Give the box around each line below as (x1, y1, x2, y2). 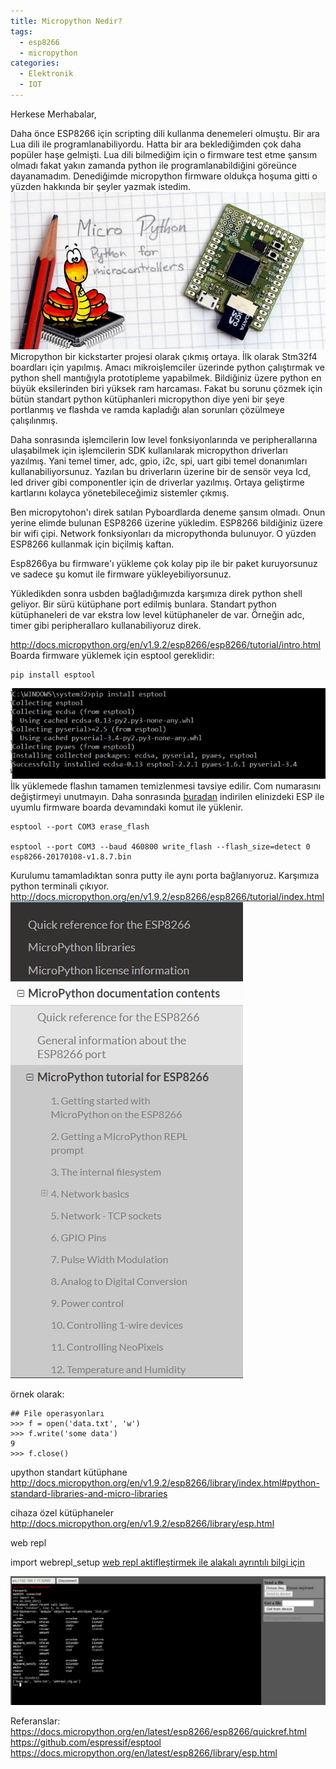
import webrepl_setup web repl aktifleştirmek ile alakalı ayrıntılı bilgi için (10, 1556, 306, 1569)
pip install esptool (10, 670, 97, 680)
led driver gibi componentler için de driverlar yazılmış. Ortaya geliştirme (10, 476, 305, 488)
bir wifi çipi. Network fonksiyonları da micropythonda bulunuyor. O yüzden (10, 527, 317, 539)
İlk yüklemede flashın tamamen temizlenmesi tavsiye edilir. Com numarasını (10, 780, 322, 792)
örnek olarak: (10, 1388, 65, 1400)
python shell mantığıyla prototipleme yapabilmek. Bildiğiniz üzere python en (10, 371, 322, 384)
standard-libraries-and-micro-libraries (10, 1488, 168, 1500)
